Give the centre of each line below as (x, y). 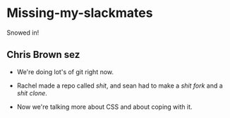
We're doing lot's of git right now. (65, 71)
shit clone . (32, 93)
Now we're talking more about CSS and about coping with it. (104, 107)
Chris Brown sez (43, 55)
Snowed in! (23, 33)
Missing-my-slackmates (80, 13)
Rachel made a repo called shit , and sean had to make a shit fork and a (120, 85)
